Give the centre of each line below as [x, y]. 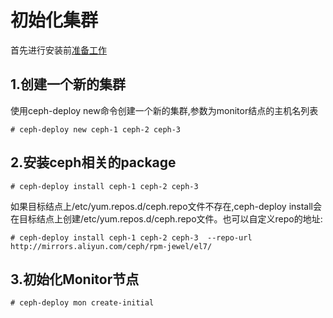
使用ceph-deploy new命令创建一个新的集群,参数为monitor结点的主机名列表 [164, 110]
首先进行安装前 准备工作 [58, 50]
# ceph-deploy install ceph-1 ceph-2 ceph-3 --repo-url [131, 237]
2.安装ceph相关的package [93, 162]
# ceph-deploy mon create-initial [82, 303]
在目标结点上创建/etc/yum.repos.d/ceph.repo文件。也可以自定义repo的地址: [166, 218]
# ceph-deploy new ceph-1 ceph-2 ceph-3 [96, 129]
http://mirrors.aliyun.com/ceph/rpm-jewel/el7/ [111, 246]
